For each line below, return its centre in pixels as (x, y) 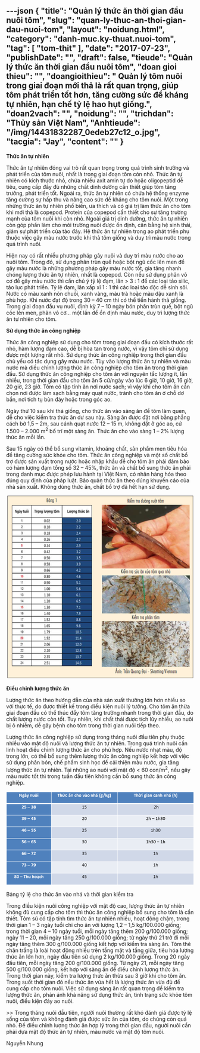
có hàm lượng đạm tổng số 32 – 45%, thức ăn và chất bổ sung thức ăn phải (99, 468)
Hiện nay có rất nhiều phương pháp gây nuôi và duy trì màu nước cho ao (95, 255)
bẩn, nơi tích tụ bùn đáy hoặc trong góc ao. (59, 399)
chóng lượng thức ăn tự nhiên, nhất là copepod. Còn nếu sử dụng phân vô (97, 274)
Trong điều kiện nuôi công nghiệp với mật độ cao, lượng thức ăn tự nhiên (95, 906)
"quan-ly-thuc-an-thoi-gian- (131, 21)
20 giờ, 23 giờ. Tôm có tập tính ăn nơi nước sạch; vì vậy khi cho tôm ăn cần (98, 387)
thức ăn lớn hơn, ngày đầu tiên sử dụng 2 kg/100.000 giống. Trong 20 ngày (98, 957)
